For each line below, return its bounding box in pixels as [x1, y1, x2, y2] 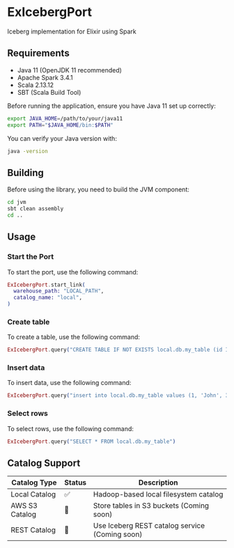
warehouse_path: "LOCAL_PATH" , [13, 288, 104, 295]
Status [64, 478, 87, 487]
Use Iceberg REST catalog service [93, 521, 205, 531]
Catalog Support [7, 457, 81, 469]
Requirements [7, 47, 70, 59]
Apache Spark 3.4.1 [17, 73, 73, 81]
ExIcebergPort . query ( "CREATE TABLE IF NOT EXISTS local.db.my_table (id [7, 346, 223, 354]
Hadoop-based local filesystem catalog [93, 490, 224, 499]
